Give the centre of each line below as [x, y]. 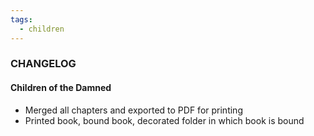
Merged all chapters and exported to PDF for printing [133, 110]
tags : [21, 19]
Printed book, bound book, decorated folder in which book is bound [164, 120]
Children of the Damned [61, 88]
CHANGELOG [43, 64]
